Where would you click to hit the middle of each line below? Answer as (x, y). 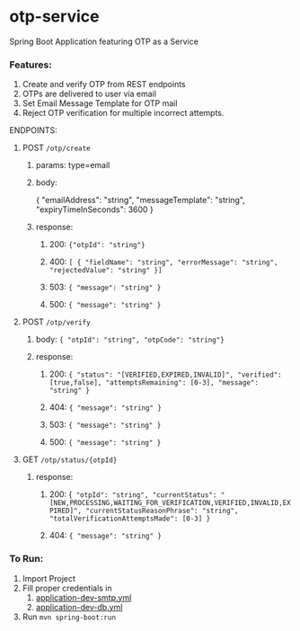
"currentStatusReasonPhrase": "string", (162, 511)
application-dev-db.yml (79, 607)
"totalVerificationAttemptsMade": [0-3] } (130, 519)
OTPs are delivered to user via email (89, 94)
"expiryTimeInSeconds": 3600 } (95, 209)
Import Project (49, 578)
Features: (31, 65)
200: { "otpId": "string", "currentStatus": (133, 494)
